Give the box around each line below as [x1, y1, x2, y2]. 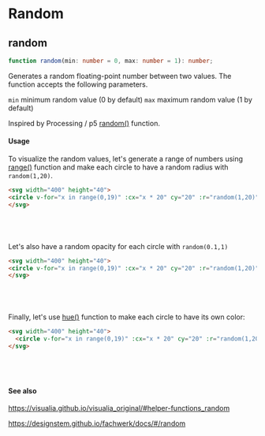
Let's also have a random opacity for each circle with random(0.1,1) [8, 241, 229, 251]
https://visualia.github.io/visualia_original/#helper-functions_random [8, 404, 230, 413]
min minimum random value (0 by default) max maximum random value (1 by [8, 95, 252, 104]
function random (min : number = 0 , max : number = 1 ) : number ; [8, 57, 214, 65]
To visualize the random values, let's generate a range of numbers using [8, 155, 243, 164]
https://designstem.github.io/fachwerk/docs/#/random [8, 419, 186, 428]
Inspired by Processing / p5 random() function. [8, 118, 160, 128]
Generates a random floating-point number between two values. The [8, 71, 232, 80]
